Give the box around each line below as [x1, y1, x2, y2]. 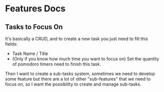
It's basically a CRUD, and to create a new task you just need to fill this [5, 36, 148, 42]
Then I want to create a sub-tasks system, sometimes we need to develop [5, 71, 155, 77]
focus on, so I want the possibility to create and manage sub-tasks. [5, 81, 142, 87]
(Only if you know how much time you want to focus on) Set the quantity [12, 56, 160, 62]
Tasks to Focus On [5, 23, 63, 31]
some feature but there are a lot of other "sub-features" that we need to [5, 76, 151, 82]
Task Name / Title [12, 50, 48, 56]
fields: [5, 41, 18, 47]
